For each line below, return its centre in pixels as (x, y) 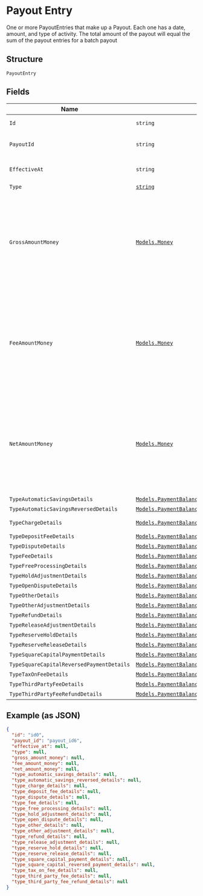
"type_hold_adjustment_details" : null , (62, 814)
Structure (25, 59)
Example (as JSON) (43, 716)
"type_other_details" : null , (48, 826)
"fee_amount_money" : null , (46, 763)
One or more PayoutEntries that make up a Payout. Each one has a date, (96, 27)
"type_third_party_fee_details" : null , (62, 876)
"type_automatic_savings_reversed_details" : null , (77, 780)
